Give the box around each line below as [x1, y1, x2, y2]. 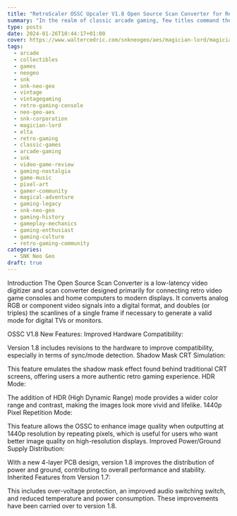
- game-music [13, 174, 52, 181]
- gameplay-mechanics [13, 220, 78, 227]
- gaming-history [13, 214, 65, 221]
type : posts [7, 23, 42, 30]
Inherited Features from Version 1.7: [7, 473, 111, 481]
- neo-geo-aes [13, 109, 55, 116]
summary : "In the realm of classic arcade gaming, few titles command [7, 17, 219, 24]
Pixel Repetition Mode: [7, 408, 73, 417]
